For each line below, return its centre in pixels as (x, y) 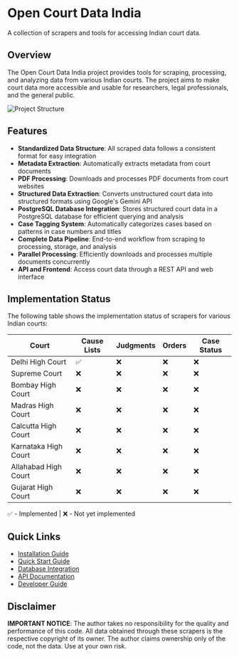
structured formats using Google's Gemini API (85, 201)
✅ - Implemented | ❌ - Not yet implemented (71, 514)
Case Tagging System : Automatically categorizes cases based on (115, 224)
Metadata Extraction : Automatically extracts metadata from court (114, 163)
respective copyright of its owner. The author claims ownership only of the (117, 639)
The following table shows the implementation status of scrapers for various (119, 316)
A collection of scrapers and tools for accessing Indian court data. (104, 33)
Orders (175, 346)
